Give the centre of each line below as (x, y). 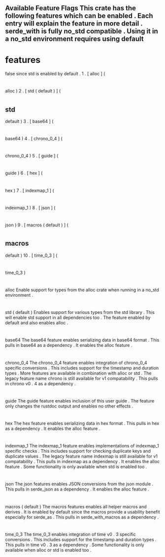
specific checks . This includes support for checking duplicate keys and (78, 451)
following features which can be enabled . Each (79, 16)
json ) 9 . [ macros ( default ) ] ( (37, 225)
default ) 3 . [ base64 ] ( (29, 121)
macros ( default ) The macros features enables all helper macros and (76, 506)
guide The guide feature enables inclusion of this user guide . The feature (80, 401)
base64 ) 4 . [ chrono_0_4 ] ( (34, 139)
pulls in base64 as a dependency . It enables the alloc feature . (69, 345)
